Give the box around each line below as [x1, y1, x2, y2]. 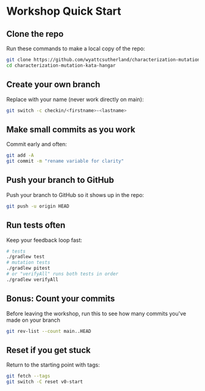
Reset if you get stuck [6, 344, 91, 356]
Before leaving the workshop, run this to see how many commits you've [6, 310, 187, 317]
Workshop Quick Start [6, 4, 121, 18]
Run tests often [6, 220, 66, 231]
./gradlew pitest [6, 265, 51, 272]
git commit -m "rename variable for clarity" [6, 158, 124, 165]
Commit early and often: [6, 141, 67, 148]
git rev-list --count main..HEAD [6, 328, 92, 334]
